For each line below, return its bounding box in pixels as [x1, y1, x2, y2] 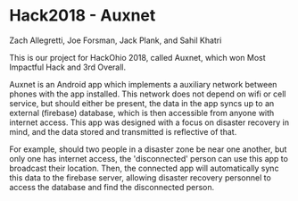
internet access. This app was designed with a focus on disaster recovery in [9, 117, 290, 128]
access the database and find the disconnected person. [9, 181, 215, 192]
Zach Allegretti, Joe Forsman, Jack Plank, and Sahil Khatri [9, 35, 222, 46]
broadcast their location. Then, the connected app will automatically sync [9, 163, 279, 173]
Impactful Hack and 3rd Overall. [9, 62, 127, 72]
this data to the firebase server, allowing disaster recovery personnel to [9, 172, 272, 183]
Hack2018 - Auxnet [9, 5, 156, 26]
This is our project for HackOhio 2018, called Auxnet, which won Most [9, 52, 266, 63]
